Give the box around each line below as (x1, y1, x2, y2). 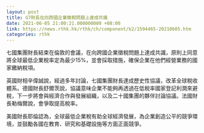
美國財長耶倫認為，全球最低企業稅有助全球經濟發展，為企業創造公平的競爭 (6, 113, 192, 120)
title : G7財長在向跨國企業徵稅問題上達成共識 (6, 15, 108, 21)
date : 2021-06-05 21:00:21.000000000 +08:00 (6, 20, 121, 26)
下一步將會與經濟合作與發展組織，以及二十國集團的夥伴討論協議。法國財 (16, 92, 198, 100)
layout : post (6, 9, 39, 15)
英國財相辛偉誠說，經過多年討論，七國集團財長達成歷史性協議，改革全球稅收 (6, 77, 198, 84)
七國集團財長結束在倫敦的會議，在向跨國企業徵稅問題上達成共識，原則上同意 (6, 49, 198, 56)
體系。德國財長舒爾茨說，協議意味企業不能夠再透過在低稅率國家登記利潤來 (6, 84, 192, 92)
